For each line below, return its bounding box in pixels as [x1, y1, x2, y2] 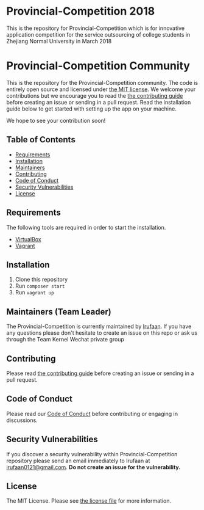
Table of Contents [6, 134, 76, 145]
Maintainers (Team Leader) [6, 307, 111, 317]
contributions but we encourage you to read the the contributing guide [6, 92, 183, 99]
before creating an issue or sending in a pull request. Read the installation [6, 98, 191, 106]
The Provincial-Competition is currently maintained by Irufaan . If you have [6, 322, 192, 330]
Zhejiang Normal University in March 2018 [6, 37, 112, 45]
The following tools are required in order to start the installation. [6, 224, 166, 231]
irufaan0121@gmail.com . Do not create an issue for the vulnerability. [6, 463, 181, 471]
